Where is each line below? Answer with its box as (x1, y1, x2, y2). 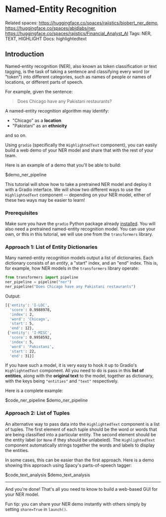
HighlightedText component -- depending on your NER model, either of (5, 192, 151, 198)
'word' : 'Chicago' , (9, 316, 50, 322)
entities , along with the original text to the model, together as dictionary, (5, 373, 154, 379)
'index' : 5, (9, 340, 35, 345)
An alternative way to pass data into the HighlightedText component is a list (5, 421, 160, 427)
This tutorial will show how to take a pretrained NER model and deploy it (5, 181, 152, 187)
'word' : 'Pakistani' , (9, 344, 54, 349)
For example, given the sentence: (5, 88, 73, 95)
